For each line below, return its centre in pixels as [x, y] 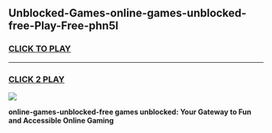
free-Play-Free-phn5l [64, 26]
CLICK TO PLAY [40, 49]
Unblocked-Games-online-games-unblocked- [127, 13]
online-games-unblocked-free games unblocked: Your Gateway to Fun [130, 111]
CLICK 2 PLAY [36, 79]
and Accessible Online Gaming [61, 120]
